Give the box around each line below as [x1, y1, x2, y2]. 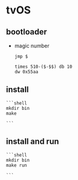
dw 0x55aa [14, 69, 39, 75]
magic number [14, 42, 49, 49]
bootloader [6, 27, 48, 37]
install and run [6, 137, 59, 147]
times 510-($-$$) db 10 [14, 64, 73, 70]
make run [6, 162, 27, 168]
